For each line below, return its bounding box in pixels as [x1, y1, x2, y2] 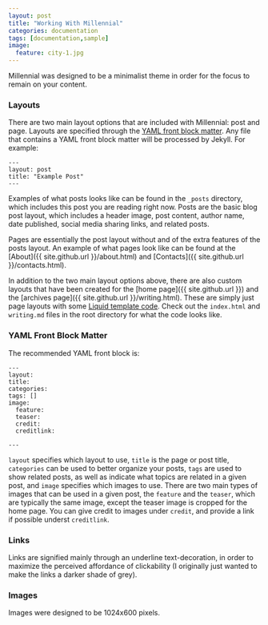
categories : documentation [8, 26, 98, 34]
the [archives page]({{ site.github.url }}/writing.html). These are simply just [8, 293, 254, 303]
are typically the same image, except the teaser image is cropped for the [8, 498, 248, 507]
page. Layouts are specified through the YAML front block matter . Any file [8, 126, 251, 136]
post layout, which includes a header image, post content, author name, [8, 211, 246, 220]
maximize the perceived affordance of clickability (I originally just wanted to [8, 561, 258, 571]
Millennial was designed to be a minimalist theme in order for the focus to [8, 71, 250, 80]
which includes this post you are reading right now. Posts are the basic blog [8, 202, 258, 212]
